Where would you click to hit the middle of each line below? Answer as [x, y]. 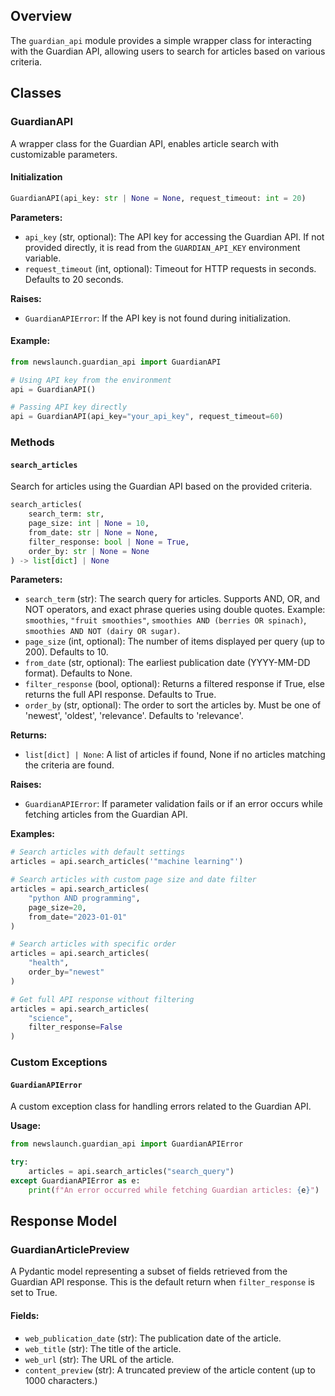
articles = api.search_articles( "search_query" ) [131, 1172]
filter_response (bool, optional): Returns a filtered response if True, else [174, 684]
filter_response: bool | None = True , [109, 542]
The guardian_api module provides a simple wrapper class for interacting [161, 40]
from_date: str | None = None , [93, 532]
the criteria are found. [69, 765]
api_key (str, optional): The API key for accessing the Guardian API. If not [174, 236]
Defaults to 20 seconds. [74, 279]
